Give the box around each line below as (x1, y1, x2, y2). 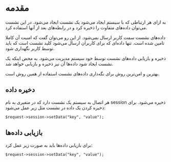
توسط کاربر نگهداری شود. (5, 45, 55, 51)
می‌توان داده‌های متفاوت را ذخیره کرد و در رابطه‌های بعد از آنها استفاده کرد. (5, 24, 147, 30)
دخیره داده (5, 86, 35, 94)
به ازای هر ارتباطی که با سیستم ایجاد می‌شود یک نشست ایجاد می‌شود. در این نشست (5, 19, 166, 25)
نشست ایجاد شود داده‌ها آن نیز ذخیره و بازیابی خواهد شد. (5, 60, 114, 67)
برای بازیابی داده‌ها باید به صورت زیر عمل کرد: (5, 142, 93, 148)
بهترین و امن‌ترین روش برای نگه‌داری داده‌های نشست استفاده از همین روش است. (5, 70, 160, 76)
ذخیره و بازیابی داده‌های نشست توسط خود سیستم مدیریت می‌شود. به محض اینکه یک (5, 55, 166, 61)
